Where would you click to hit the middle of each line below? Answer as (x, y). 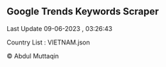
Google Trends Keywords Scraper (83, 12)
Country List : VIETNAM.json (48, 42)
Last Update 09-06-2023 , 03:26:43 (60, 28)
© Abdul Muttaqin (33, 56)
